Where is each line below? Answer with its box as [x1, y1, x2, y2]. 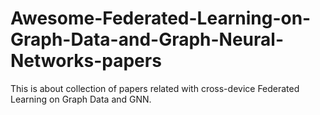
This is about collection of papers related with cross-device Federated [10, 82, 300, 94]
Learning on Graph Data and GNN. [10, 93, 152, 105]
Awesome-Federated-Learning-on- [10, 7, 312, 30]
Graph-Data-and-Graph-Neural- [10, 28, 285, 51]
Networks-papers [10, 50, 162, 72]
